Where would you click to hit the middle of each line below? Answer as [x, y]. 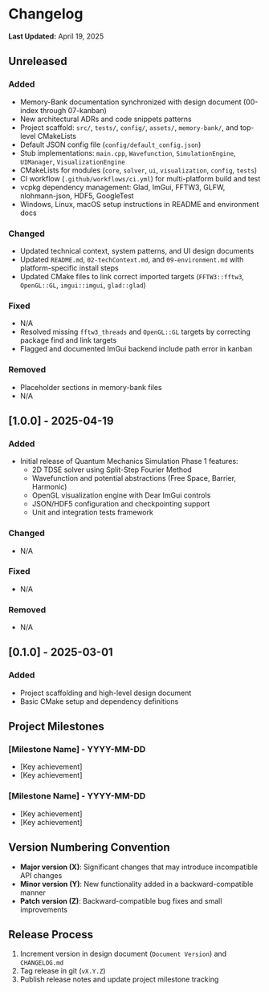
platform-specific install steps [69, 268]
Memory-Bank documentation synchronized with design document [131, 102]
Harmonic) [49, 487]
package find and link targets [68, 340]
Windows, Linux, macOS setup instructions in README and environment [139, 204]
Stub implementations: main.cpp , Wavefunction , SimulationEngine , [128, 152]
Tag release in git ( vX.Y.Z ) [63, 971]
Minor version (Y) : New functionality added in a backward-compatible [137, 884]
